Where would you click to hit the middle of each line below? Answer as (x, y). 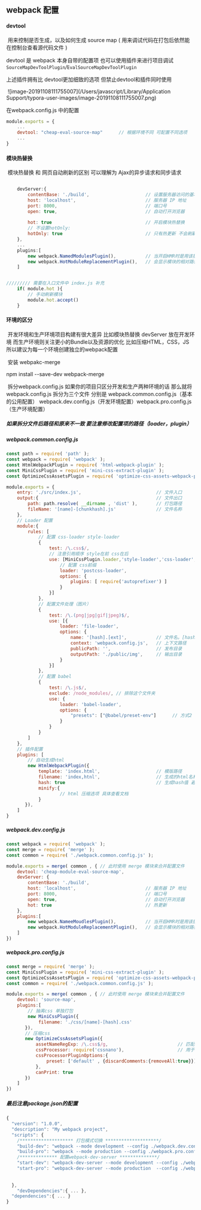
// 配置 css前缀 (78, 565)
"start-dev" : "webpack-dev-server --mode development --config (98, 1163)
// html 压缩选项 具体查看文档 (94, 794)
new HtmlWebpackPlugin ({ (59, 766)
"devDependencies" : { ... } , (52, 1191)
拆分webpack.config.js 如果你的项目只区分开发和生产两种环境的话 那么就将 (100, 386)
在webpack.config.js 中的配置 (43, 110)
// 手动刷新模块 (45, 295)
